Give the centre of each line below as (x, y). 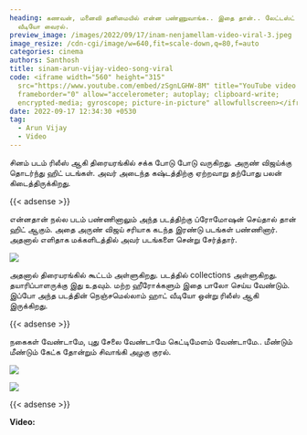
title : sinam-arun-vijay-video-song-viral (91, 69)
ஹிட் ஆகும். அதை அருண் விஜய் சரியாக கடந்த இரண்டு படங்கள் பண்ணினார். (144, 229)
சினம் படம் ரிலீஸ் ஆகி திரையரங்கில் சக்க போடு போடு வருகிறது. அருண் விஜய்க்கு (151, 162)
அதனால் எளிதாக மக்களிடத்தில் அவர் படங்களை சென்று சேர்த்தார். (123, 239)
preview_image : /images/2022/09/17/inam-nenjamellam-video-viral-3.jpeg (151, 35)
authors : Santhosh (44, 60)
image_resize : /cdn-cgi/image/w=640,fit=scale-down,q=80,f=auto (134, 43)
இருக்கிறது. (29, 306)
